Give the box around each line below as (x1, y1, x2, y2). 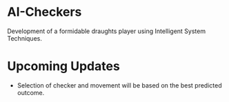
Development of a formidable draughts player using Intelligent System (7, 27, 206, 35)
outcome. (17, 88, 45, 96)
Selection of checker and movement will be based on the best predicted (17, 81, 222, 90)
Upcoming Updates (7, 59, 121, 74)
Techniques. (7, 34, 43, 42)
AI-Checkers (7, 4, 82, 20)
